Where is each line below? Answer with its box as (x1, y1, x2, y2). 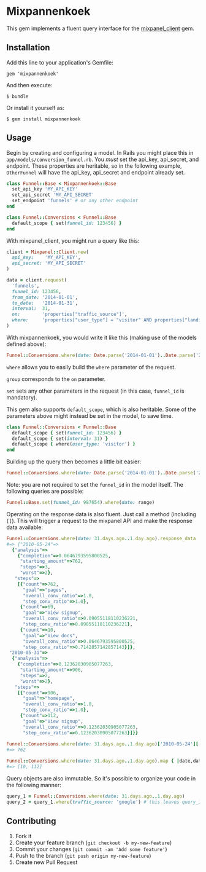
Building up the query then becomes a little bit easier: (6, 458, 142, 465)
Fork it (15, 832, 32, 839)
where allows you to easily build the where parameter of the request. (6, 363, 176, 371)
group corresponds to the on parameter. (6, 375, 106, 382)
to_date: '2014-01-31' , (12, 300, 78, 306)
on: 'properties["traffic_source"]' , (12, 312, 128, 318)
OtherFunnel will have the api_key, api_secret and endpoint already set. (6, 168, 185, 176)
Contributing (6, 816, 56, 827)
